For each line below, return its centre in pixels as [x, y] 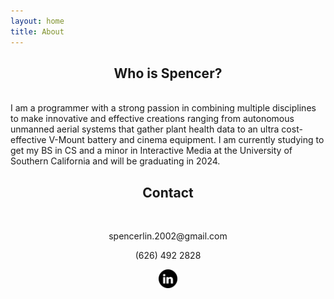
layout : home [37, 21]
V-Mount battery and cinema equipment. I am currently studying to [186, 140]
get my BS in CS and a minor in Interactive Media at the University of [151, 151]
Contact [168, 192]
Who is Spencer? [168, 73]
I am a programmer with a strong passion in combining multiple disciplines [163, 108]
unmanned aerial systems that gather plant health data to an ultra [145, 129]
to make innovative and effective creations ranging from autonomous [152, 119]
